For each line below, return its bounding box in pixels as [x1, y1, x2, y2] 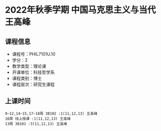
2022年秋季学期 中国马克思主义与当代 [5, 4, 156, 16]
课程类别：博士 [12, 76, 42, 81]
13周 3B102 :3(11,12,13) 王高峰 [5, 121, 68, 126]
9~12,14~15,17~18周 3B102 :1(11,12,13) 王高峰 [5, 111, 98, 116]
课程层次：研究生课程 [12, 82, 55, 87]
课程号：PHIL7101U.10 [12, 51, 56, 57]
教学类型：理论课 [12, 64, 46, 69]
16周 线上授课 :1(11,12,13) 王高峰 [5, 116, 71, 121]
